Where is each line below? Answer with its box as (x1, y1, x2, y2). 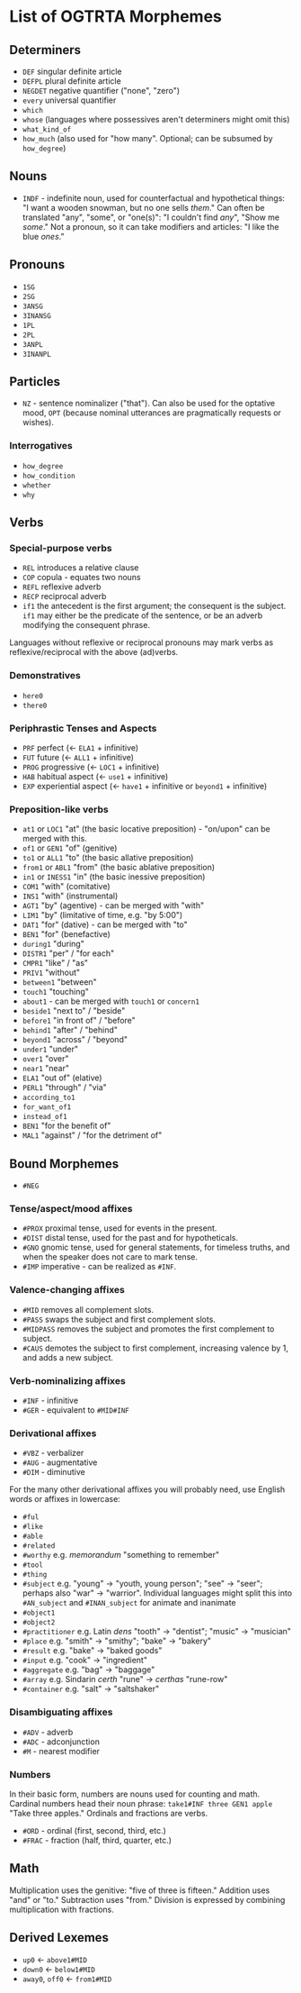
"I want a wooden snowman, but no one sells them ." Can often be (22, 202, 265, 213)
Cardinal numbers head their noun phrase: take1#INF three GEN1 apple (9, 1797, 273, 1808)
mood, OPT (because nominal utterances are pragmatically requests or (22, 407, 281, 418)
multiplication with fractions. (9, 1904, 115, 1915)
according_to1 (22, 1093, 75, 1103)
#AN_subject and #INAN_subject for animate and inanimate (22, 1597, 236, 1608)
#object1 (22, 1608, 56, 1618)
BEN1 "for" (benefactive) (22, 929, 111, 940)
